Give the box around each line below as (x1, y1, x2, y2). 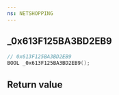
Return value (7, 79, 63, 90)
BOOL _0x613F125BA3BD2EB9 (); (7, 59, 90, 67)
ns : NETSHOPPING (7, 10, 53, 17)
